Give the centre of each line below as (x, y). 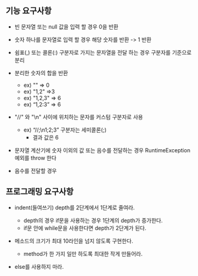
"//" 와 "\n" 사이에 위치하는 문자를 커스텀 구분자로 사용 (79, 116)
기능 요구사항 (29, 11)
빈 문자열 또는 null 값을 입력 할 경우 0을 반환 (66, 27)
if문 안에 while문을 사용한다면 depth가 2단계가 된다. (85, 228)
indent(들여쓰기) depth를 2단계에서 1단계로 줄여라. (74, 207)
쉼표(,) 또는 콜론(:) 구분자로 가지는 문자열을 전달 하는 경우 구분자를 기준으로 (103, 52)
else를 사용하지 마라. (39, 266)
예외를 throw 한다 (35, 158)
